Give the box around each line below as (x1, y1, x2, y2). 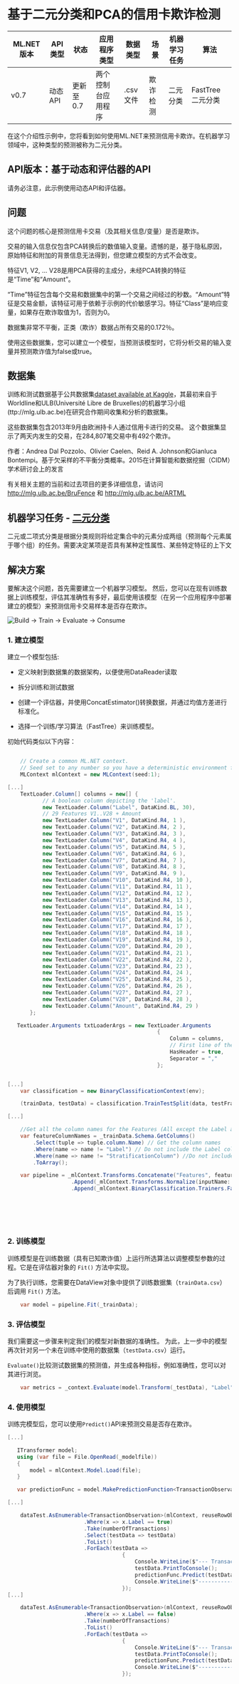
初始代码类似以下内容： (7, 737, 76, 746)
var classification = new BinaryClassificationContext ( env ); (20, 1087, 205, 1094)
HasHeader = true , (169, 1049, 224, 1056)
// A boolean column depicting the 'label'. (42, 797, 176, 804)
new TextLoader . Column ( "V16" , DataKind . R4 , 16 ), (42, 916, 193, 923)
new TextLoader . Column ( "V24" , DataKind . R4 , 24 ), (42, 970, 193, 977)
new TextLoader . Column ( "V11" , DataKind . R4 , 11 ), (42, 883, 193, 890)
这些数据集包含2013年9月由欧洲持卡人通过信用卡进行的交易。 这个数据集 (7, 423, 221, 432)
